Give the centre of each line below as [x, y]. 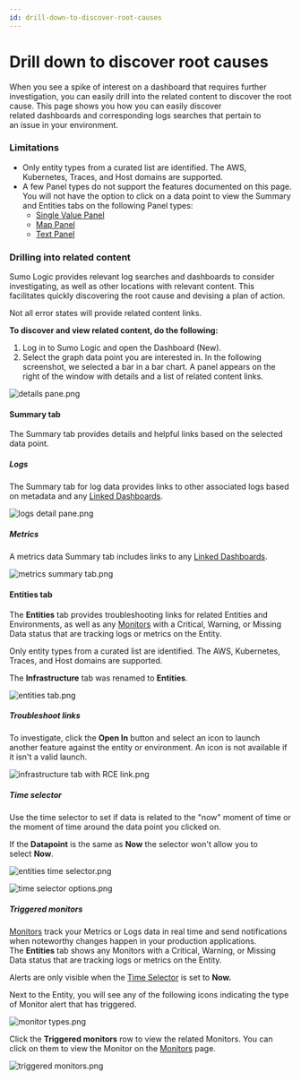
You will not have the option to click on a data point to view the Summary [156, 196]
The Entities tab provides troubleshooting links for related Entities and [139, 614]
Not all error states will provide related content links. [106, 313]
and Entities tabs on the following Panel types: [107, 205]
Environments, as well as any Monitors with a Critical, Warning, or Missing [146, 624]
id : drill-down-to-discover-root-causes [86, 17]
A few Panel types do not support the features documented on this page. [157, 186]
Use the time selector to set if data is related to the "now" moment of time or [150, 818]
